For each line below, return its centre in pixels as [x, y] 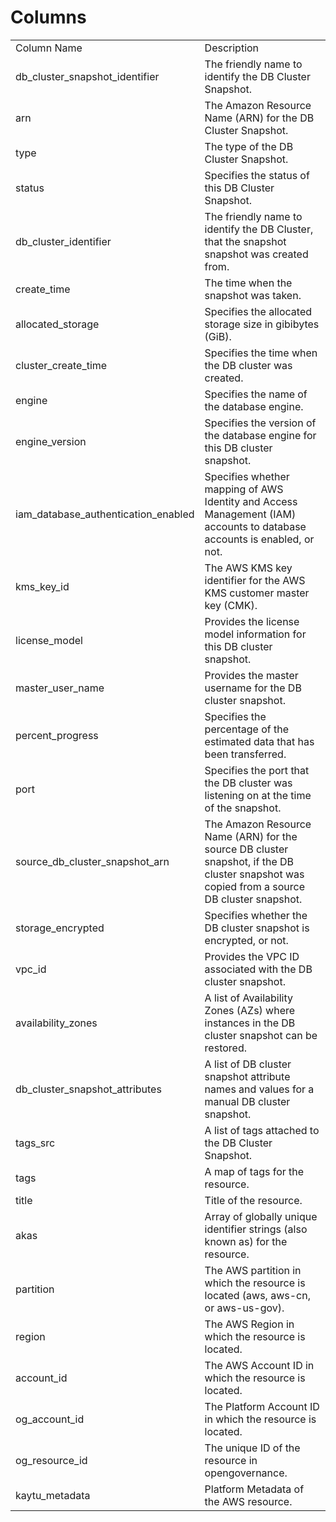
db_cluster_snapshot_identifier [87, 76]
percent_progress [57, 735]
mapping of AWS [244, 489]
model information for [255, 634]
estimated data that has [259, 741]
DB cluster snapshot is [257, 928]
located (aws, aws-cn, [257, 1295]
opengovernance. [246, 1473]
